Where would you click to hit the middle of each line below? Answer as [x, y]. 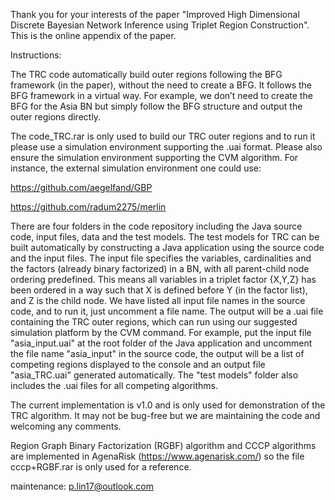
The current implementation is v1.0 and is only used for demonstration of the [168, 405]
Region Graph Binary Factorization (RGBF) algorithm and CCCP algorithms [163, 445]
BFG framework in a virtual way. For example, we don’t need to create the [161, 95]
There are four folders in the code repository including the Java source [156, 226]
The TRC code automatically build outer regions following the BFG [146, 74]
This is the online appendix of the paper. [93, 35]
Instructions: [36, 55]
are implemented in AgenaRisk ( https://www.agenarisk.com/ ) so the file [157, 456]
